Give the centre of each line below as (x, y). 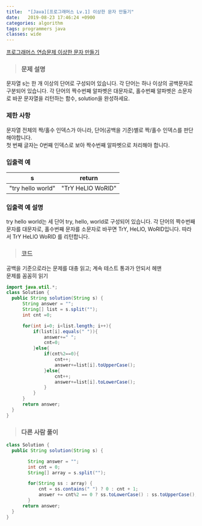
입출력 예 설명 (25, 207)
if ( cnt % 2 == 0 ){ (62, 354)
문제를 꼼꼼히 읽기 (27, 275)
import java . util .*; (32, 287)
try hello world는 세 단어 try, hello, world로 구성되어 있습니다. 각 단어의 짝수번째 (101, 222)
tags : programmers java (36, 29)
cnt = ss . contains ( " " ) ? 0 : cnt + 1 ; (88, 489)
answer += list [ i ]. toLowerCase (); (95, 382)
